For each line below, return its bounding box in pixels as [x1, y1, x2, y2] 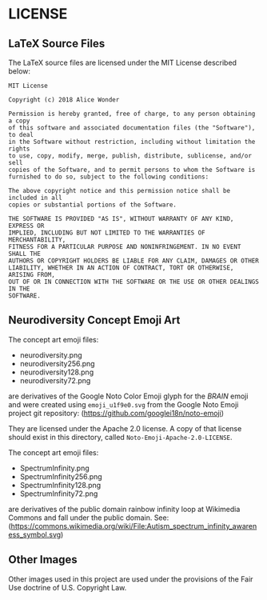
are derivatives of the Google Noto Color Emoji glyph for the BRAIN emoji [8, 391, 249, 401]
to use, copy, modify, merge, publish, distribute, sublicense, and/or [8, 152, 252, 160]
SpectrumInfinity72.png [19, 489, 98, 498]
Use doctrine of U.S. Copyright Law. [8, 582, 127, 592]
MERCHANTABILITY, [8, 236, 66, 244]
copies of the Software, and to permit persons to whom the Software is [8, 166, 256, 174]
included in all [8, 194, 62, 202]
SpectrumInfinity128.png [19, 480, 102, 490]
